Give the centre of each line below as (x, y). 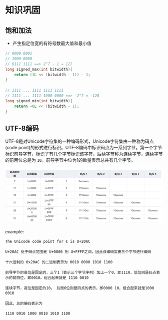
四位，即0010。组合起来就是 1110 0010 (52, 278)
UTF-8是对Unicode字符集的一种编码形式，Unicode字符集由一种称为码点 (79, 141)
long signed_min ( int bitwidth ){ (39, 101)
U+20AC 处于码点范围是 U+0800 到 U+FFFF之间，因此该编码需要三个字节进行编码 (78, 252)
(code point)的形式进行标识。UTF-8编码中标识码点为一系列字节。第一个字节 (84, 148)
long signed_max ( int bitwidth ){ (39, 69)
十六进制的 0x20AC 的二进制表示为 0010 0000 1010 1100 (59, 262)
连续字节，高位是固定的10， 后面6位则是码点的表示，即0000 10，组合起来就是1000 (79, 288)
